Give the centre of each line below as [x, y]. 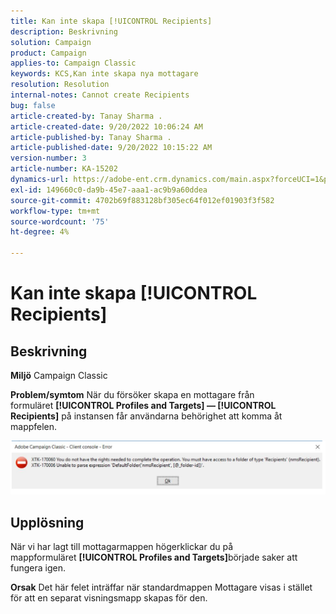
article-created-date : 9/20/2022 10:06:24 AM [106, 126]
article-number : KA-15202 [64, 169]
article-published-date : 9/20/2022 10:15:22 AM [111, 148]
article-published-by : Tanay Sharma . [91, 137]
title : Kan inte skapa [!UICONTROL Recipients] [111, 21]
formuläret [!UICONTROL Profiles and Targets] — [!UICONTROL [143, 405]
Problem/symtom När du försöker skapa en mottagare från [132, 394]
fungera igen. [38, 567]
